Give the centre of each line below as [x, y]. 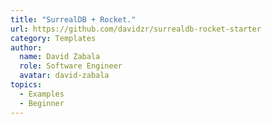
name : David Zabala [60, 57]
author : [26, 47]
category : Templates [53, 38]
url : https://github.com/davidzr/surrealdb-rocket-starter [136, 29]
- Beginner [42, 103]
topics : [26, 85]
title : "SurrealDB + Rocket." [73, 19]
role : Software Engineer [71, 66]
